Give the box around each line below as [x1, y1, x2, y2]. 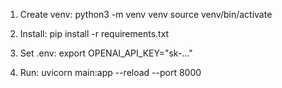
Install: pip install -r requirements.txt [19, 28, 170, 39]
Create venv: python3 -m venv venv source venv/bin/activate [19, 9, 273, 20]
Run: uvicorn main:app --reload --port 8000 [19, 67, 202, 78]
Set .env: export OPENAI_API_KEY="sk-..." [19, 47, 193, 59]
